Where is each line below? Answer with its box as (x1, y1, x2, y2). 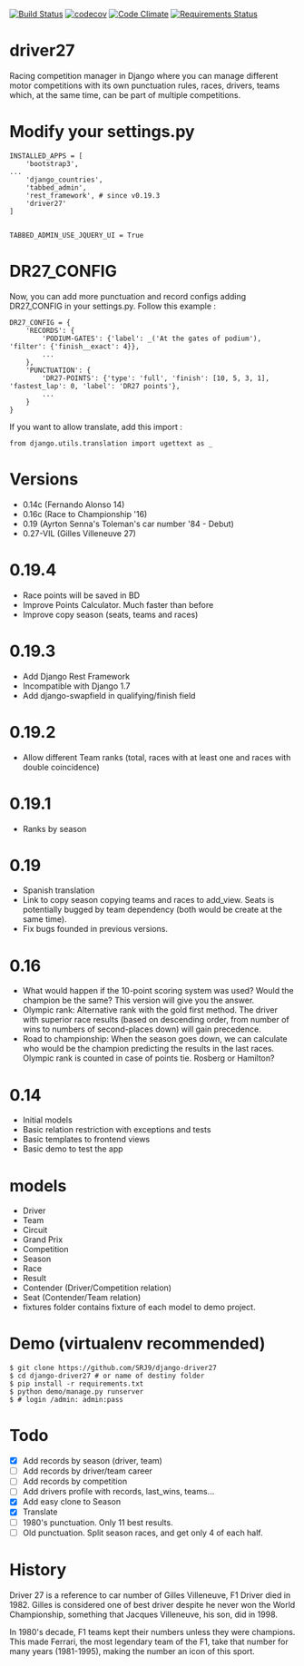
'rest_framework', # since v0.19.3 (25, 191, 161, 200)
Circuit (22, 1225, 48, 1236)
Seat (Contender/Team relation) (22, 1292, 142, 1303)
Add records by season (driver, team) (22, 1455, 163, 1466)
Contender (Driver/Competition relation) (22, 1282, 172, 1293)
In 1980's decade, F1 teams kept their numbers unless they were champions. (9, 1626, 296, 1637)
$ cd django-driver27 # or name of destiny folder (9, 1371, 205, 1381)
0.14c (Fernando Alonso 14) (22, 499, 125, 510)
